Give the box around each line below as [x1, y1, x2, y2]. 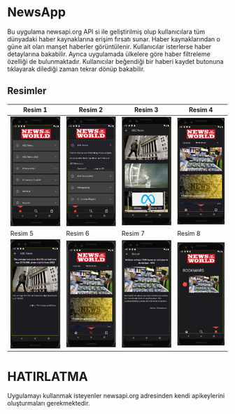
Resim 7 [121, 229, 145, 237]
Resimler [7, 85, 47, 97]
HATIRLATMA [7, 368, 89, 385]
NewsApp [7, 4, 66, 20]
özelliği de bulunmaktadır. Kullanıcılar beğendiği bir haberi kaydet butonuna [7, 57, 224, 65]
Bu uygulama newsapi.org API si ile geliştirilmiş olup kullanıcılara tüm [7, 27, 205, 36]
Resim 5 [10, 229, 34, 237]
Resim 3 [134, 106, 159, 114]
